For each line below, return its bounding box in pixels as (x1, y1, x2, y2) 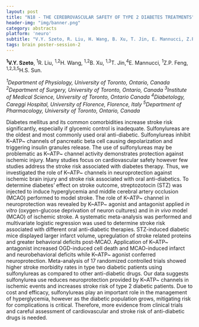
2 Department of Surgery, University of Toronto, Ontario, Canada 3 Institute (6, 85, 187, 93)
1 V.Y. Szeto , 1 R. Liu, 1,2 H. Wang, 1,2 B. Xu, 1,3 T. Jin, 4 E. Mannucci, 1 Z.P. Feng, (6, 58, 188, 66)
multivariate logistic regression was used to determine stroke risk (6, 219, 166, 226)
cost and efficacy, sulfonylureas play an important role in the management (6, 288, 188, 296)
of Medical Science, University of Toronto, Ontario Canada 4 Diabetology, (6, 93, 185, 101)
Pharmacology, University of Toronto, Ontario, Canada (6, 107, 140, 114)
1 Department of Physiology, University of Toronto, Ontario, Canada (6, 78, 170, 86)
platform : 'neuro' (6, 31, 52, 37)
